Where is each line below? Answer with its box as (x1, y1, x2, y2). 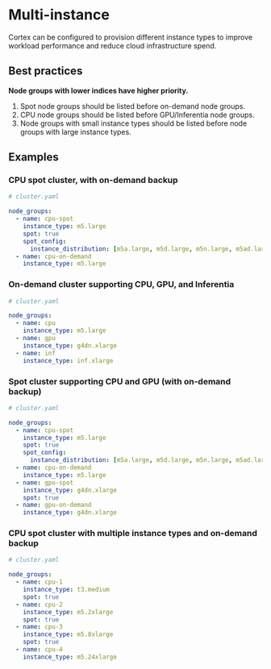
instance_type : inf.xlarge (23, 356, 114, 364)
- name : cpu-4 (15, 646, 63, 654)
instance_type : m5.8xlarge (23, 630, 114, 638)
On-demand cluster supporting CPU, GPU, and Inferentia (8, 279, 235, 290)
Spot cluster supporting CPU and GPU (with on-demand (8, 376, 231, 387)
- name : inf (15, 349, 56, 357)
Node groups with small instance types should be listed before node (19, 118, 248, 128)
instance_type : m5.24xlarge (23, 653, 117, 661)
